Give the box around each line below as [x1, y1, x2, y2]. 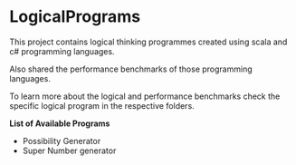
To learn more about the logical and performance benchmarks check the [9, 91, 281, 102]
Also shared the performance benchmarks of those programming [9, 63, 253, 74]
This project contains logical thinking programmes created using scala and [9, 36, 288, 47]
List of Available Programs [9, 118, 110, 129]
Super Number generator [22, 145, 117, 156]
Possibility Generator [22, 135, 101, 146]
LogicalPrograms [9, 6, 141, 27]
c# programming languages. [9, 45, 115, 56]
